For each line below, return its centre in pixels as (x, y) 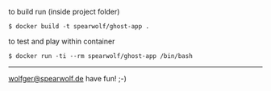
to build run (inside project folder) (64, 12)
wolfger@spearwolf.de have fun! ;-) (68, 79)
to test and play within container (62, 41)
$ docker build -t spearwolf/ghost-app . (79, 27)
